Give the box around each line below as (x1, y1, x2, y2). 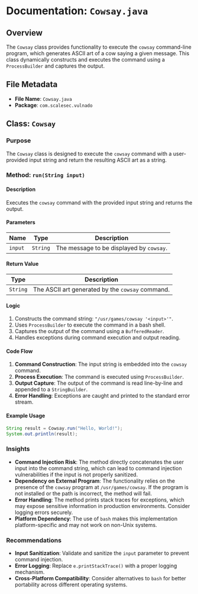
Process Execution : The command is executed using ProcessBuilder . (14, 373, 184, 381)
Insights (6, 445, 30, 453)
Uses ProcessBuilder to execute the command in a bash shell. (14, 321, 165, 328)
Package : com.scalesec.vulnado (14, 101, 93, 108)
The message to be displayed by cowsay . (56, 244, 168, 252)
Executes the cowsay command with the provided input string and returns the (6, 199, 193, 206)
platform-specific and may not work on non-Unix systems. (14, 521, 158, 528)
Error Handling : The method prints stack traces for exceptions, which (14, 496, 184, 503)
